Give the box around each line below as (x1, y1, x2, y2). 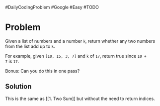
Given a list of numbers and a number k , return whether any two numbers (5, 38, 156, 44)
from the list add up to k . (5, 43, 56, 49)
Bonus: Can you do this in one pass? (5, 68, 80, 74)
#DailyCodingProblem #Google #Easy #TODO (5, 4, 99, 10)
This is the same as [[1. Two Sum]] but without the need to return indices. (5, 96, 155, 102)
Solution (5, 82, 32, 91)
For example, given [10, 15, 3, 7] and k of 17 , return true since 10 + (5, 53, 147, 59)
